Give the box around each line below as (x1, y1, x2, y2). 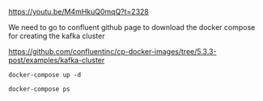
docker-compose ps (8, 85, 70, 93)
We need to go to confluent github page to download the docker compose (8, 23, 256, 32)
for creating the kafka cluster (8, 32, 105, 40)
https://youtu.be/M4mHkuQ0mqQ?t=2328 (8, 7, 150, 16)
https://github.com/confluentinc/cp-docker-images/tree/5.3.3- (8, 47, 217, 56)
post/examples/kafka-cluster (8, 56, 105, 65)
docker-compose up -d (8, 71, 82, 79)
